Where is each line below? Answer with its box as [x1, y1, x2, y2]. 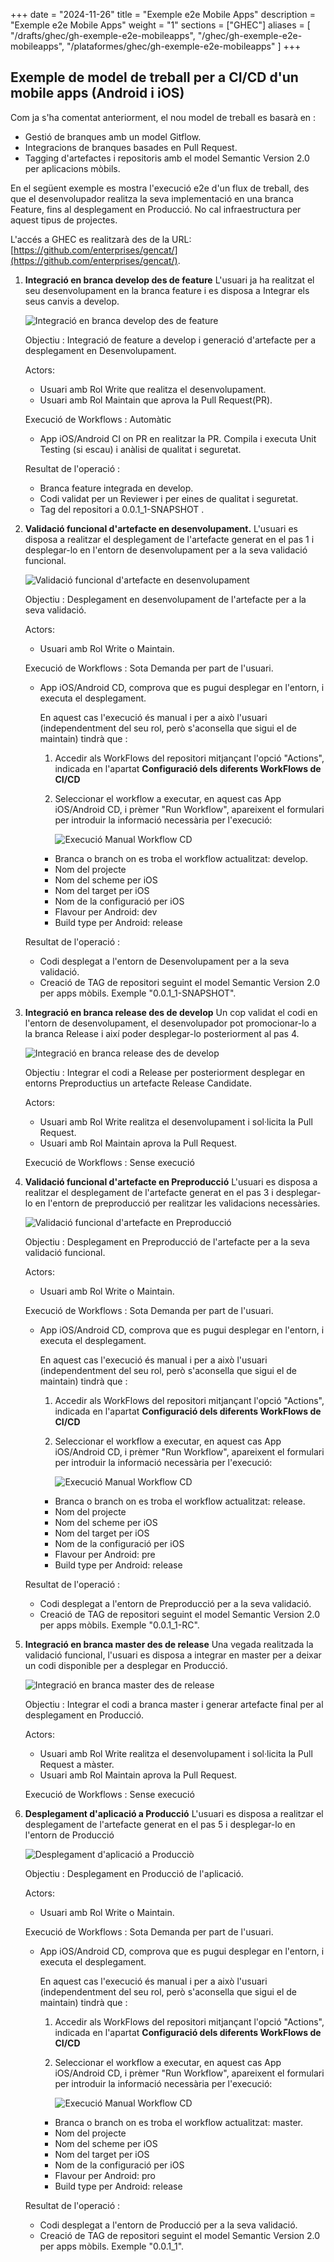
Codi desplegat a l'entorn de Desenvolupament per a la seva [39, 955, 290, 967]
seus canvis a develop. [24, 295, 120, 307]
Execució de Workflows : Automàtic [24, 413, 172, 425]
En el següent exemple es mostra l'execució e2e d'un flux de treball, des [10, 182, 310, 194]
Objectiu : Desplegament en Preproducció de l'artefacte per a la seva [24, 1235, 310, 1248]
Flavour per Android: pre [54, 1548, 156, 1560]
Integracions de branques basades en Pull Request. [24, 141, 238, 153]
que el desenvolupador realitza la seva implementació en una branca [10, 192, 294, 204]
